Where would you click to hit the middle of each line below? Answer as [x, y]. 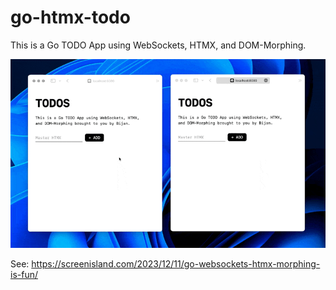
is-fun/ [24, 275]
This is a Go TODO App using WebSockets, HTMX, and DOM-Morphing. [158, 45]
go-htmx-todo [70, 17]
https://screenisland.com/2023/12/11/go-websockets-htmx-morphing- [176, 264]
